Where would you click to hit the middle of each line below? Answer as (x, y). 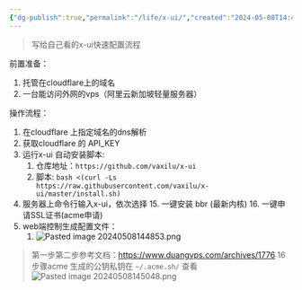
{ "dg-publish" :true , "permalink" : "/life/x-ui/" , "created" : (120, 18)
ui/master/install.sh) (78, 194)
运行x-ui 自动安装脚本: (63, 154)
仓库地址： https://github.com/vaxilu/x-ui (116, 165)
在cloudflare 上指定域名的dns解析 (84, 132)
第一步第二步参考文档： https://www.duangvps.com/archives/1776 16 (158, 255)
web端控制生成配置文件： (70, 226)
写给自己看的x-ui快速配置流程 (86, 44)
